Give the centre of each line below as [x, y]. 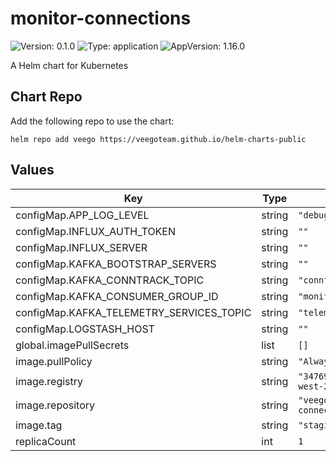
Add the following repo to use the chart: [92, 121]
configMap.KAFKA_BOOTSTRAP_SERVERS [116, 264]
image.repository [55, 405]
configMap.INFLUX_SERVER [81, 247]
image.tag [39, 425]
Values [32, 170]
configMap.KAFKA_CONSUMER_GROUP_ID [117, 296]
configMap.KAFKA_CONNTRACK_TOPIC [110, 280]
